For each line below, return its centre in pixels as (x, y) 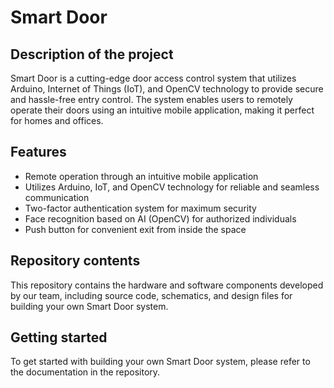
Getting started (59, 337)
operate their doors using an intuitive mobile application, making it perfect (162, 110)
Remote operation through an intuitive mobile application (141, 176)
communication (57, 197)
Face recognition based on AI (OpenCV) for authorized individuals (160, 218)
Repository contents (75, 261)
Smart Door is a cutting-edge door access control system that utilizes (153, 78)
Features (38, 152)
